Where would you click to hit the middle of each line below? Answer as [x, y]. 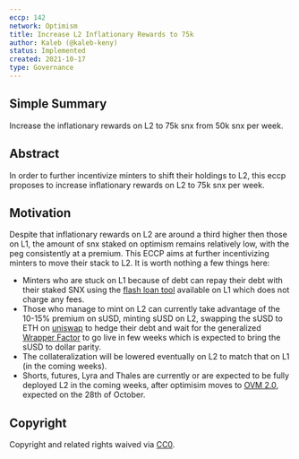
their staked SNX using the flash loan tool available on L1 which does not [156, 290]
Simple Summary [58, 104]
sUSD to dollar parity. [61, 347]
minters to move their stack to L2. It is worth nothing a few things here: [140, 263]
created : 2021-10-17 [48, 59]
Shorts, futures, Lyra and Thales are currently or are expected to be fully [155, 376]
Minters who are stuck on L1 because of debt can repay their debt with [153, 281]
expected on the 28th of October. [84, 394]
